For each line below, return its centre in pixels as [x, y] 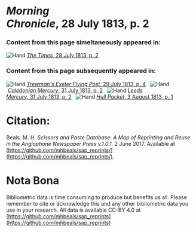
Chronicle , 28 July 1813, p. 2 [78, 24]
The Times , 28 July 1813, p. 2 [62, 56]
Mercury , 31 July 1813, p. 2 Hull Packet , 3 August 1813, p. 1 [90, 96]
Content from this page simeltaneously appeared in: [84, 42]
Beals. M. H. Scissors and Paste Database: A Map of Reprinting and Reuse [98, 137]
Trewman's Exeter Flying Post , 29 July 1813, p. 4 [86, 84]
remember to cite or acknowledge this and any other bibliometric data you [97, 203]
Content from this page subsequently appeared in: [81, 71]
